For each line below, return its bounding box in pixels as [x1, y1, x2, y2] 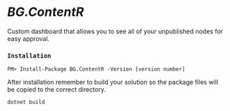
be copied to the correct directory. [7, 85, 106, 94]
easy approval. [7, 34, 50, 42]
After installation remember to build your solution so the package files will [7, 78, 218, 87]
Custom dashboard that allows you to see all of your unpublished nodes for [7, 27, 223, 35]
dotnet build [7, 99, 45, 106]
